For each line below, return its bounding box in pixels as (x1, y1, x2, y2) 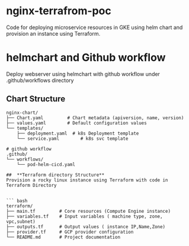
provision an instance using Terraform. (6, 30, 101, 37)
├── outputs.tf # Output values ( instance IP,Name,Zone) (6, 223, 166, 229)
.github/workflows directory (6, 76, 74, 84)
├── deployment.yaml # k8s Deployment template (17, 130, 139, 136)
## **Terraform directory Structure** (6, 172, 105, 178)
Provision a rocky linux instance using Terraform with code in (6, 177, 168, 183)
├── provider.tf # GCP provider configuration (6, 229, 134, 235)
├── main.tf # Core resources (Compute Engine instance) (6, 208, 171, 214)
